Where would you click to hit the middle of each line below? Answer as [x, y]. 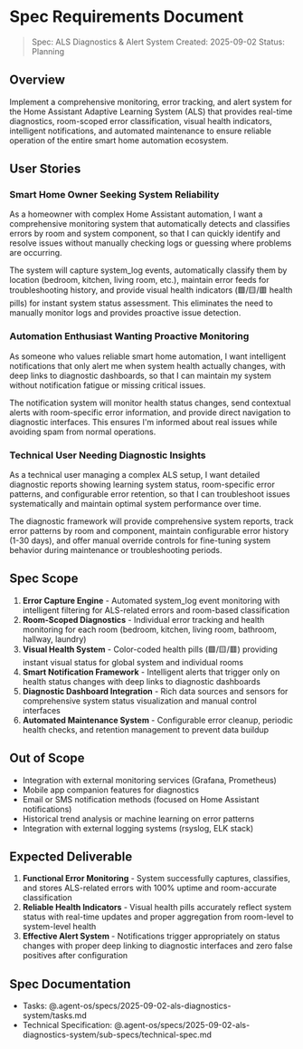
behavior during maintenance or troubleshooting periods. [116, 550]
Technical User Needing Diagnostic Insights [108, 455]
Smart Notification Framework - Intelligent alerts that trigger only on [151, 672]
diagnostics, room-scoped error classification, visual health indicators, [141, 121]
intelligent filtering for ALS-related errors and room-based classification [156, 610]
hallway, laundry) [54, 639]
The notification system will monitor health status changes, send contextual [150, 403]
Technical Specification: [67, 1025]
